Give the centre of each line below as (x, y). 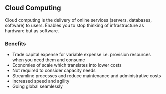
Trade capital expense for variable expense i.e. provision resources (82, 55)
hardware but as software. (32, 31)
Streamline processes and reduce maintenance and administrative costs (86, 76)
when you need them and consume (49, 60)
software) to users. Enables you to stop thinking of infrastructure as (75, 25)
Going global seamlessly (38, 86)
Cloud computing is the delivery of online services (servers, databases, (79, 20)
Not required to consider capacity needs (54, 70)
